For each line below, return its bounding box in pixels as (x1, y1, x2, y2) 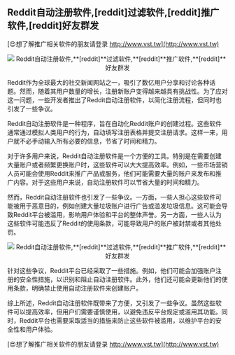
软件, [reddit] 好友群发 (7, 20, 99, 32)
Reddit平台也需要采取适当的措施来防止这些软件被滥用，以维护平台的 (19, 316, 216, 324)
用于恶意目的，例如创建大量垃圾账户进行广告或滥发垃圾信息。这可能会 (19, 202, 222, 210)
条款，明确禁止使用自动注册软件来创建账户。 (13, 284, 142, 292)
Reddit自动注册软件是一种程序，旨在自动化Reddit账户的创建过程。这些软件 (7, 119, 222, 127)
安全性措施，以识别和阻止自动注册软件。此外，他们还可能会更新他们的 (19, 275, 222, 284)
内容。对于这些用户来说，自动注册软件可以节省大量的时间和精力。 (13, 178, 204, 186)
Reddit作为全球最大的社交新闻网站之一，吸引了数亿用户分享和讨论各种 (7, 78, 210, 86)
